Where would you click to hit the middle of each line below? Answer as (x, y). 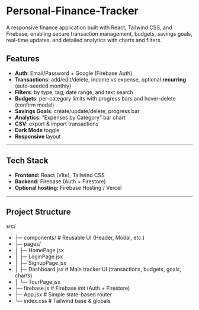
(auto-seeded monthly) (43, 86)
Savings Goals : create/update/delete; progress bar (77, 111)
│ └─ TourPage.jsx (38, 282)
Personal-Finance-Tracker (73, 11)
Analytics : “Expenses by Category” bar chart (70, 117)
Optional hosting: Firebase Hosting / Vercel (68, 187)
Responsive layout (38, 136)
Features (23, 59)
